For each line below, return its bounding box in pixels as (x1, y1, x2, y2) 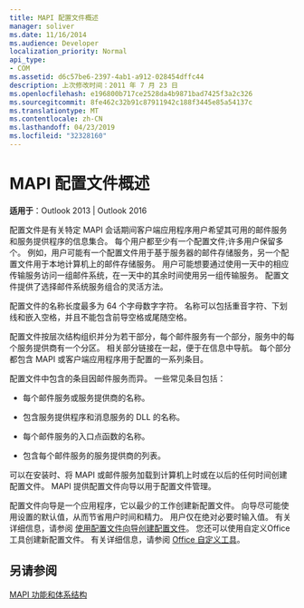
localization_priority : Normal (9, 47, 128, 56)
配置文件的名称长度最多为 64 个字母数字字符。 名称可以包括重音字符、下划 (9, 300, 288, 311)
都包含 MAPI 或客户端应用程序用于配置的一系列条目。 (9, 353, 208, 364)
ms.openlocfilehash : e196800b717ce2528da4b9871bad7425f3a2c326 (9, 89, 253, 98)
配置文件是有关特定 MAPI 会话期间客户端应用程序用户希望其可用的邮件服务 (9, 224, 288, 235)
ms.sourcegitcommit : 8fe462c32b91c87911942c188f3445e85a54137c (9, 97, 253, 107)
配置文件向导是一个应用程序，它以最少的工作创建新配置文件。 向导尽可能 (9, 500, 281, 511)
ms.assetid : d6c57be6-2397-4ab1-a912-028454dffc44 (9, 73, 204, 82)
